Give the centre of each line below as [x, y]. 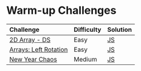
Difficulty [88, 29]
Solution [120, 29]
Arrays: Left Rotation [39, 49]
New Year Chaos [33, 59]
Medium [85, 59]
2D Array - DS [30, 40]
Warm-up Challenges [61, 11]
